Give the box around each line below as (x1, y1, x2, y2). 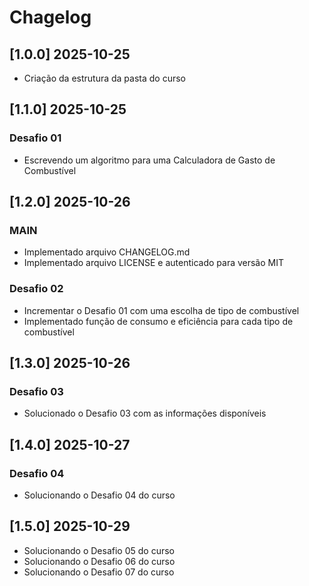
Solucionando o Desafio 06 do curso (23, 555, 176, 567)
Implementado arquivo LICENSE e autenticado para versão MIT (23, 257, 285, 269)
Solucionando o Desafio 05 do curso (23, 544, 175, 556)
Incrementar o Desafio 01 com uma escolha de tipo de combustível (23, 304, 300, 316)
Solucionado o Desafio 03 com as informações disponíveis (23, 407, 267, 420)
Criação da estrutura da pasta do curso (23, 72, 187, 84)
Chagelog (9, 6, 92, 29)
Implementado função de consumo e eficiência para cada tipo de (23, 315, 294, 327)
